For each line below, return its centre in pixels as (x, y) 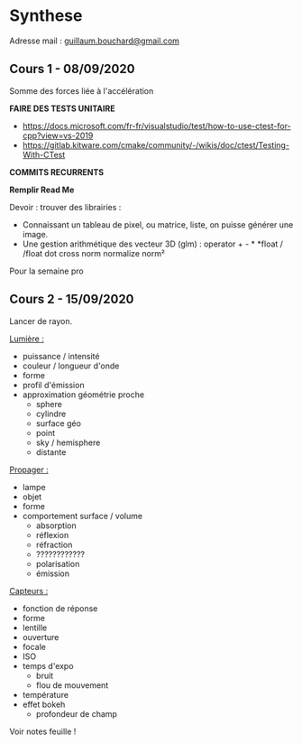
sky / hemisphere (68, 442)
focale (34, 646)
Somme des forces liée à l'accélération (82, 90)
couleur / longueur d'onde (71, 366)
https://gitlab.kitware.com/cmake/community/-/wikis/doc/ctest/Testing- (156, 144)
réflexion (52, 535)
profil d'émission (53, 385)
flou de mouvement (72, 685)
